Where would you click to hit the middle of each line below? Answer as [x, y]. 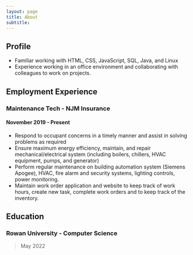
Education [25, 216]
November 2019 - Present [38, 122]
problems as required [40, 141]
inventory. [27, 198]
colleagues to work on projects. [53, 73]
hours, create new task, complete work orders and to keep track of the [100, 191]
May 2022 [33, 246]
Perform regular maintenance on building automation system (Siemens [100, 167]
